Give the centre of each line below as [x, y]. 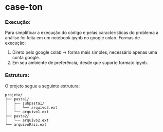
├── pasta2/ [17, 116]
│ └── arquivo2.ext [27, 120]
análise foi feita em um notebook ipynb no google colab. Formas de [72, 38]
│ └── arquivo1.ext [27, 112]
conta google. [26, 58]
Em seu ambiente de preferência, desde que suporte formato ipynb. [80, 63]
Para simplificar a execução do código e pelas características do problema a [82, 33]
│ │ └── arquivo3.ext [31, 107]
